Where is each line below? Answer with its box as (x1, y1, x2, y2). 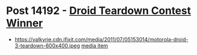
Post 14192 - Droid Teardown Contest (6, 4, 191, 18)
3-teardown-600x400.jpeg (14, 42, 81, 49)
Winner (6, 16, 43, 30)
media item (81, 42, 108, 49)
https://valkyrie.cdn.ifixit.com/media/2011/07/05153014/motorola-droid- (14, 36, 189, 43)
